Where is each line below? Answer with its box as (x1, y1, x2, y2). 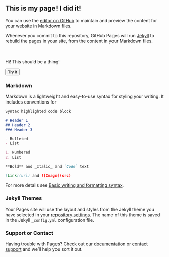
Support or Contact (5, 230, 54, 237)
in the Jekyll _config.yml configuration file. (5, 217, 94, 223)
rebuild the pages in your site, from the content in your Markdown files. (5, 38, 153, 44)
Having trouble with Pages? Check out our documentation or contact (5, 241, 148, 247)
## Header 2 (5, 122, 30, 128)
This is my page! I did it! (5, 4, 82, 13)
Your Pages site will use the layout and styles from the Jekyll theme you (5, 207, 155, 213)
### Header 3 (5, 127, 33, 132)
